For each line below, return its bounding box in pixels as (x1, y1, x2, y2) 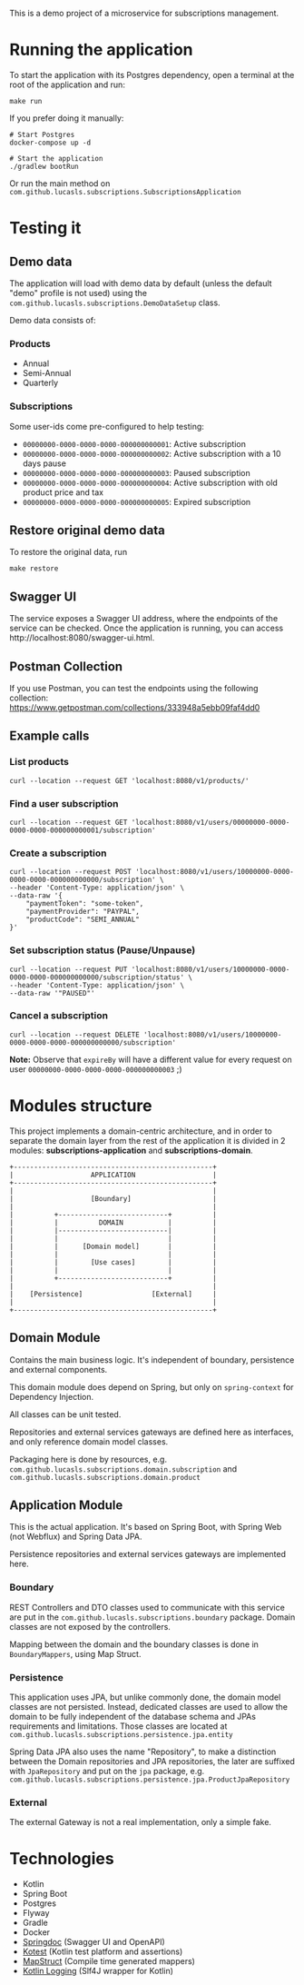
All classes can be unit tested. (9, 1408, 122, 1420)
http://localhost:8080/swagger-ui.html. (9, 632, 155, 643)
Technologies (9, 1849, 115, 1870)
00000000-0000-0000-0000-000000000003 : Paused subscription (22, 467, 251, 478)
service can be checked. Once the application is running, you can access (9, 622, 284, 634)
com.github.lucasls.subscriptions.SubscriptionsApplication (9, 187, 242, 196)
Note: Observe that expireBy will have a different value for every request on (9, 1054, 292, 1065)
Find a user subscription (9, 797, 119, 809)
